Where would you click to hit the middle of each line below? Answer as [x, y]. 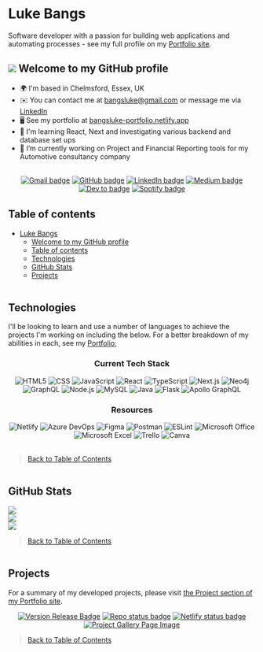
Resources [132, 409]
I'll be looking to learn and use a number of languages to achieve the [119, 327]
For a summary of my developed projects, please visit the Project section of [130, 592]
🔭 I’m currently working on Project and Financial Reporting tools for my [134, 148]
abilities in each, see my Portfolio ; [63, 343]
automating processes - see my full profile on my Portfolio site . [110, 43]
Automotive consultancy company [75, 156]
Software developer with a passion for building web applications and [119, 35]
